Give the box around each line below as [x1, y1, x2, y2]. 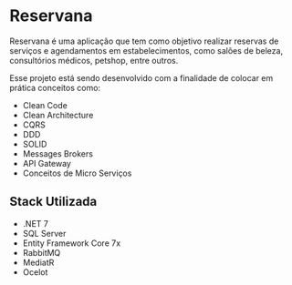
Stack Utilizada [9, 194, 98, 209]
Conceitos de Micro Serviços [22, 168, 132, 178]
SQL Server [22, 228, 67, 239]
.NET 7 [22, 218, 48, 229]
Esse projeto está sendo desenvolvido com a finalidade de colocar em [9, 72, 274, 83]
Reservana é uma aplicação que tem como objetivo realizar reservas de [9, 36, 279, 46]
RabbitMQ [22, 247, 61, 258]
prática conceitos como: [9, 82, 101, 93]
